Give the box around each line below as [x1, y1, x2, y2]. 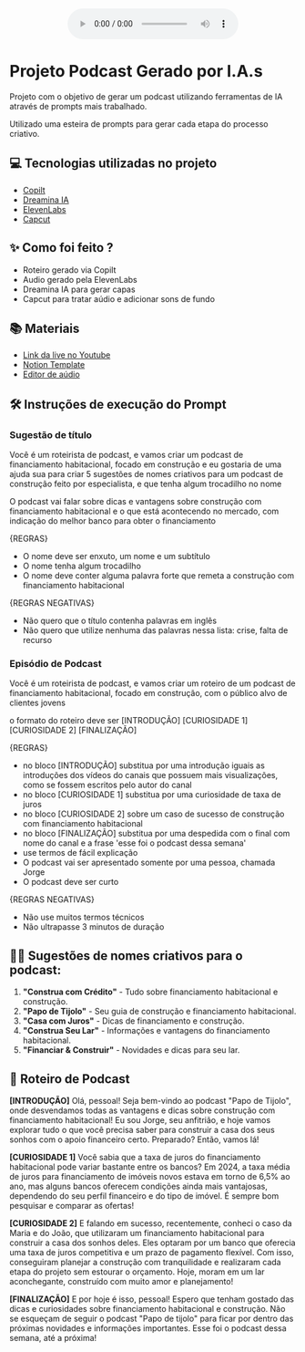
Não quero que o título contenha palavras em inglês [22, 615, 217, 627]
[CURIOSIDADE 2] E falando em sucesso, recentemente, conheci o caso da [9, 1217, 293, 1229]
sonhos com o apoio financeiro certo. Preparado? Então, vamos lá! [9, 1134, 259, 1145]
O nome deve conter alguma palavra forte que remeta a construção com [22, 570, 295, 581]
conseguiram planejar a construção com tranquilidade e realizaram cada [9, 1256, 281, 1267]
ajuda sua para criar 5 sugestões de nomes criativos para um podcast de [9, 469, 284, 480]
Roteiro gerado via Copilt [22, 264, 117, 276]
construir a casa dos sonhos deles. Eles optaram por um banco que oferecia [9, 1237, 296, 1248]
